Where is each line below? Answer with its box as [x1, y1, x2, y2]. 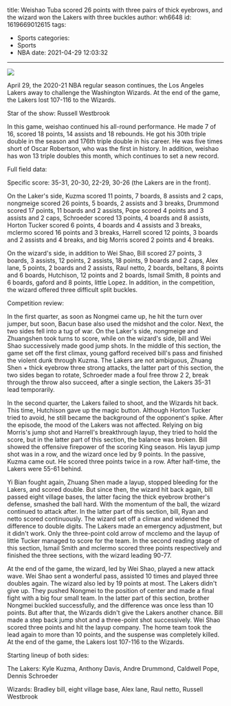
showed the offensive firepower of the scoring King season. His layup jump [7, 443, 220, 450]
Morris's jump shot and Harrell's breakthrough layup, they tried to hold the [7, 428, 218, 436]
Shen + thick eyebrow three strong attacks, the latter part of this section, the [7, 364, 224, 371]
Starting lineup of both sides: [7, 651, 89, 659]
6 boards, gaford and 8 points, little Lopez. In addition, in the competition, [7, 278, 215, 287]
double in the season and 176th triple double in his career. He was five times [7, 137, 223, 145]
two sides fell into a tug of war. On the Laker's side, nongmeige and [7, 327, 198, 335]
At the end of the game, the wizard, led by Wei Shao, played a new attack [7, 565, 215, 572]
